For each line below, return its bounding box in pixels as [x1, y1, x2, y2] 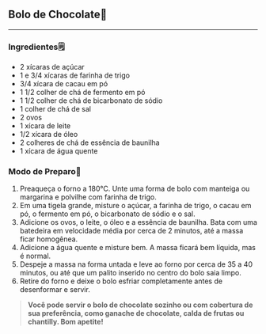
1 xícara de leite [19, 121, 71, 131]
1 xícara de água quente [19, 146, 98, 156]
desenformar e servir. [19, 285, 91, 294]
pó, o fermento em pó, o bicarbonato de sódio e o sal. [19, 209, 196, 218]
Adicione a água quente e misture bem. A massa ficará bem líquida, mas [19, 243, 256, 252]
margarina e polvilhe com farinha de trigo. [19, 192, 157, 202]
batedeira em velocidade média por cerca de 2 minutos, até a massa [19, 226, 244, 236]
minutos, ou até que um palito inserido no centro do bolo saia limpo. [19, 268, 241, 278]
